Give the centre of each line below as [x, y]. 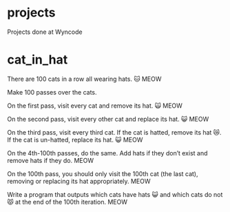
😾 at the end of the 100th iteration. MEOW [67, 202]
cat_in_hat [38, 60]
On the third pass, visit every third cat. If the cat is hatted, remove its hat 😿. [114, 132]
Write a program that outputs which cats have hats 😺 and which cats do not [115, 194]
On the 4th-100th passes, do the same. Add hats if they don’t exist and [107, 153]
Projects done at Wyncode [45, 32]
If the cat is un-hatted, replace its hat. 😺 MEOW [75, 139]
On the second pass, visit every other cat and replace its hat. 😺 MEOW [108, 119]
